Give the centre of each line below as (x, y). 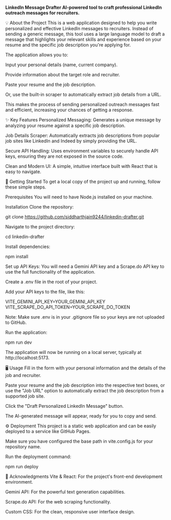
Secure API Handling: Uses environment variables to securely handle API (82, 151)
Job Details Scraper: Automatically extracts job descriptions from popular (82, 136)
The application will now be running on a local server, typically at (74, 352)
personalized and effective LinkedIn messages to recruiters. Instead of (79, 28)
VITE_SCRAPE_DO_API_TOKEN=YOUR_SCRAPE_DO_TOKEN (68, 307)
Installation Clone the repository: (40, 207)
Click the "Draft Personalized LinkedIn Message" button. (65, 406)
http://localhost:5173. (28, 358)
